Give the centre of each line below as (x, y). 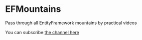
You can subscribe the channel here (42, 32)
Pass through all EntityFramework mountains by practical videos (71, 23)
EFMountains (33, 9)
